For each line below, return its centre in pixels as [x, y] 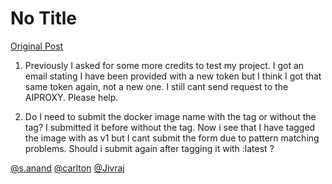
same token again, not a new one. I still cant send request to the [156, 86]
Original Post [37, 46]
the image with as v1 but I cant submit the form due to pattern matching [172, 138]
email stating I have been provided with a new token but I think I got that [173, 76]
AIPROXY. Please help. [71, 97]
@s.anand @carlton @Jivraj [67, 168]
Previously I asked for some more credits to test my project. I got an [164, 65]
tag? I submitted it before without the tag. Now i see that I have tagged [170, 127]
